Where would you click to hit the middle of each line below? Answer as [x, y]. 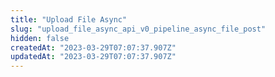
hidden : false [40, 38]
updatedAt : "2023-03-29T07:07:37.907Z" [93, 57]
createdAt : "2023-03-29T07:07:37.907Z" [93, 47]
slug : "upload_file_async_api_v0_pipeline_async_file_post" [138, 29]
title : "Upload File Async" [69, 19]
